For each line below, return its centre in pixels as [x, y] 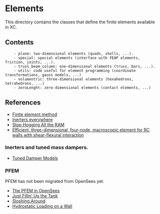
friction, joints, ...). [30, 62]
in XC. [11, 27]
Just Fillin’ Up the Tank [35, 196]
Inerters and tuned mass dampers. [47, 147]
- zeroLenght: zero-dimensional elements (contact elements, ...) [82, 88]
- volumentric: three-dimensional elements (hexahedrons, [74, 79]
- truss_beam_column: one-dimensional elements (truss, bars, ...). [85, 66]
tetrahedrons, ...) [25, 83]
